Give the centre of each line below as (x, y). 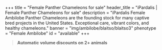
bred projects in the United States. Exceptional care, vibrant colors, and (77, 23)
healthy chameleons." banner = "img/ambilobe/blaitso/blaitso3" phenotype (81, 28)
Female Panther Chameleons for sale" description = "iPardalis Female (75, 13)
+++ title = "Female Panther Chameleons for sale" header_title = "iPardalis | (81, 8)
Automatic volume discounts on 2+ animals (62, 43)
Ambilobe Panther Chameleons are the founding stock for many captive (77, 18)
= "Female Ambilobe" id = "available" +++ (47, 33)
